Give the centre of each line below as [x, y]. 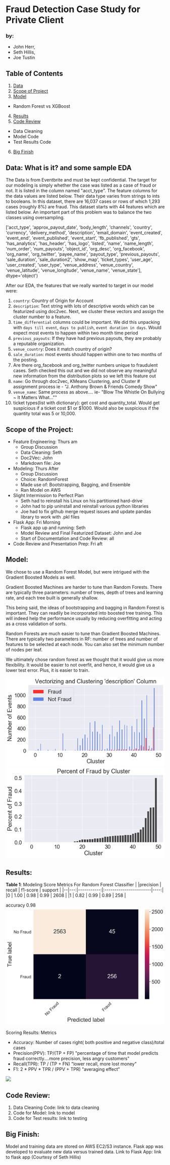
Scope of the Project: [40, 429]
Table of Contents [35, 74]
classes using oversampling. [35, 218]
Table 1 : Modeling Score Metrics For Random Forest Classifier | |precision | [83, 884]
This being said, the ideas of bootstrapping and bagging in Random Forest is [85, 608]
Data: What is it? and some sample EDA [69, 168]
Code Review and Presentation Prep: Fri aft [58, 544]
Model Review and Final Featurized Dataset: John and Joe [81, 533]
